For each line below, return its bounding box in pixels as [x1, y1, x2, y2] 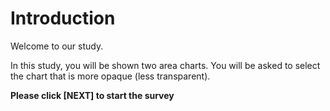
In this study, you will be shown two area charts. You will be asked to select [10, 59, 321, 71]
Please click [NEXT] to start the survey [10, 89, 175, 101]
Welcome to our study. [10, 40, 104, 52]
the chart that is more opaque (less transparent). [10, 70, 211, 82]
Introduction [10, 7, 116, 30]
